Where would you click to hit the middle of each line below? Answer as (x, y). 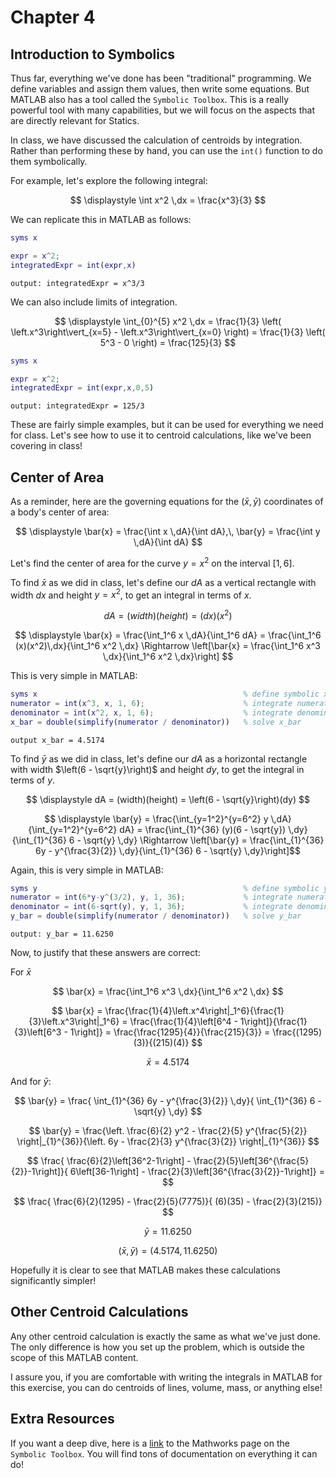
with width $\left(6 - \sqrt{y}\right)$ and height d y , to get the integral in (157, 769)
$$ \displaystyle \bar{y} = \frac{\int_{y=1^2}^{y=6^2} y (156, 818)
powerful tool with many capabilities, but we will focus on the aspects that (162, 110)
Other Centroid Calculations (99, 1312)
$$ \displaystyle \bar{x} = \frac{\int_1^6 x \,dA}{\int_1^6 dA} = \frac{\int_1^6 (168, 635)
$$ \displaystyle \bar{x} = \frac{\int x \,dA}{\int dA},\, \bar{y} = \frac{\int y (168, 532)
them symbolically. (49, 161)
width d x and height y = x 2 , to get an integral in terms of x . (131, 594)
